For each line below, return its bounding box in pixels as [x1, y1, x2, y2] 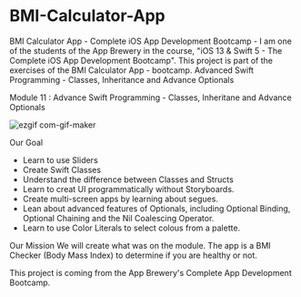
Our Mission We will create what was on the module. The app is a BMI [9, 240, 271, 251]
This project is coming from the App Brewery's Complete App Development [9, 267, 293, 278]
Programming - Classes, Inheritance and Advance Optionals [9, 74, 235, 85]
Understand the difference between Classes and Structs [22, 174, 234, 185]
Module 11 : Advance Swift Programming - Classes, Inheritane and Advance [9, 92, 293, 103]
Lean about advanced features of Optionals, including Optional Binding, [22, 202, 291, 214]
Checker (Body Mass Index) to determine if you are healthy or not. [9, 250, 257, 261]
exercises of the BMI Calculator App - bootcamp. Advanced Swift [9, 65, 255, 76]
